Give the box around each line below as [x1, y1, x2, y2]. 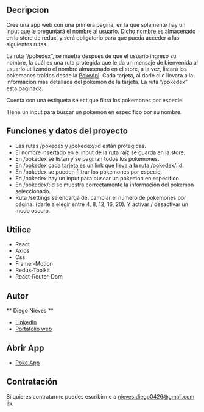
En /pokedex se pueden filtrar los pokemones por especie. [15, 168, 163, 176]
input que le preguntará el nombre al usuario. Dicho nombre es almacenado [6, 27, 196, 35]
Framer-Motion [15, 260, 54, 268]
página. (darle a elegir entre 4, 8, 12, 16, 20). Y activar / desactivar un [15, 201, 189, 208]
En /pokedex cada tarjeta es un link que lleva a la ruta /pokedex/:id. [15, 162, 184, 169]
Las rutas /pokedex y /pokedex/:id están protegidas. [15, 142, 146, 149]
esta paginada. [6, 85, 44, 92]
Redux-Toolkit [15, 266, 51, 274]
